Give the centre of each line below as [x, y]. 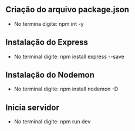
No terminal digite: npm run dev [52, 122]
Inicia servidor [32, 107]
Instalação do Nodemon [50, 75]
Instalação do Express [47, 43]
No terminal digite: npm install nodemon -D [66, 89]
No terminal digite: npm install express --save [69, 56]
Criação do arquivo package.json [67, 10]
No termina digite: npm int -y [49, 23]
